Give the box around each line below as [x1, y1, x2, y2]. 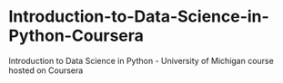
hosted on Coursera [8, 65, 84, 76]
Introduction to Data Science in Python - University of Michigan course [8, 55, 274, 66]
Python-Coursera [8, 25, 145, 46]
